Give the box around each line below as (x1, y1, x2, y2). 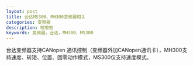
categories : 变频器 (6, 19, 51, 25)
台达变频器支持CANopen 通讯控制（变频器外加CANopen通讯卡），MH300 (6, 47, 182, 54)
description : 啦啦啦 (6, 24, 54, 31)
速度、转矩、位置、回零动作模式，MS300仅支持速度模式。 (11, 54, 152, 61)
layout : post (6, 8, 38, 14)
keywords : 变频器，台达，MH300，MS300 (6, 30, 94, 36)
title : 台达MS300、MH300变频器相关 (6, 14, 86, 20)
